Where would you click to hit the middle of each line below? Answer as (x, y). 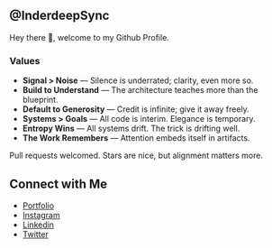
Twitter (36, 234)
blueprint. (40, 100)
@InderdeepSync (59, 16)
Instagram (41, 215)
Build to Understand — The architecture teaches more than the (140, 90)
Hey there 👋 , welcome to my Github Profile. (89, 37)
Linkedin (38, 225)
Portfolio (38, 205)
